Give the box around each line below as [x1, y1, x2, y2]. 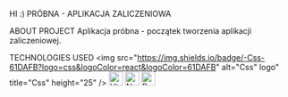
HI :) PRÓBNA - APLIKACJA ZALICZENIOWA [9, 9, 172, 19]
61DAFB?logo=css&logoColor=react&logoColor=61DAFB [9, 62, 216, 72]
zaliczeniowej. [9, 36, 62, 45]
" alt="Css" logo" [216, 62, 280, 72]
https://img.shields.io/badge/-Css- [137, 53, 266, 62]
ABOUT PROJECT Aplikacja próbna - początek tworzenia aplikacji [9, 26, 252, 36]
